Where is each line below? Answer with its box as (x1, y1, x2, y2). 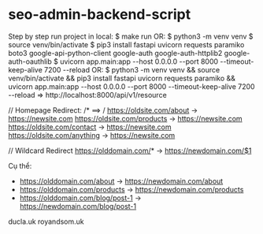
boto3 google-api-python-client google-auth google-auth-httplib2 (8, 48, 223, 58)
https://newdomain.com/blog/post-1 (19, 201, 136, 210)
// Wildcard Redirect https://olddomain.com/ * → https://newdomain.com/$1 (8, 146, 252, 155)
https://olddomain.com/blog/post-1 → (19, 193, 142, 202)
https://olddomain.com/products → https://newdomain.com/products (19, 184, 244, 194)
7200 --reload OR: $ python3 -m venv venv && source (44, 65, 220, 74)
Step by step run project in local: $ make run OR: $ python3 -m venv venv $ (8, 32, 254, 41)
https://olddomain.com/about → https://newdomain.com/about (19, 176, 224, 186)
